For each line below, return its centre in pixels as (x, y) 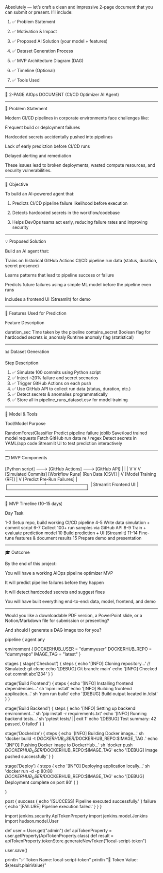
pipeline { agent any (25, 640)
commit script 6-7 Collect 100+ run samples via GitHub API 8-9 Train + (76, 528)
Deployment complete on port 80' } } (42, 782)
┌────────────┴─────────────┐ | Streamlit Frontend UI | (72, 484)
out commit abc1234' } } (29, 674)
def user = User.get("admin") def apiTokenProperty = (58, 831)
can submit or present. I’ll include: (39, 12)
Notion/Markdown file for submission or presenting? (57, 621)
